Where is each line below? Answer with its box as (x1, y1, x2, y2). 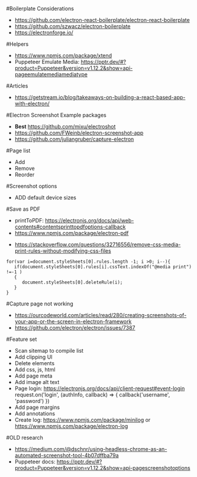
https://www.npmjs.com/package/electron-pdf (14, 230, 129, 236)
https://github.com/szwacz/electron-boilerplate (14, 23, 131, 30)
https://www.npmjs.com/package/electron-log (14, 423, 128, 430)
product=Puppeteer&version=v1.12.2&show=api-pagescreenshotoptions (14, 465, 190, 471)
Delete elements (14, 360, 55, 366)
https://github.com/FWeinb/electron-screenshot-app (14, 130, 144, 136)
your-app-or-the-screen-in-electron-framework (14, 318, 132, 325)
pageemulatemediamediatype (14, 71, 88, 78)
